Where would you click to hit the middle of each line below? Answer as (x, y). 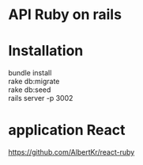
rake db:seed (30, 90)
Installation (46, 51)
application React (67, 130)
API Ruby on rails (65, 15)
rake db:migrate (34, 82)
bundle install (30, 73)
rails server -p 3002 (41, 98)
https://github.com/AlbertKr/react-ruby (71, 152)
